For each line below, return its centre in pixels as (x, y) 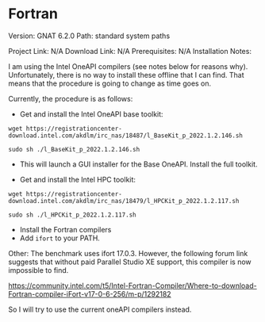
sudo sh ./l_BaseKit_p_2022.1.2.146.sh (74, 149)
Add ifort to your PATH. (60, 238)
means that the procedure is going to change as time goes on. (110, 83)
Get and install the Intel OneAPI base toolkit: (92, 114)
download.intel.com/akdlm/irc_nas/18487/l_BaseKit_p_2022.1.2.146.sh (126, 136)
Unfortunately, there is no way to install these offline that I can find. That (126, 75)
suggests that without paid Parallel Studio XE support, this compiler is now (130, 262)
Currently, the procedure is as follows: (71, 98)
